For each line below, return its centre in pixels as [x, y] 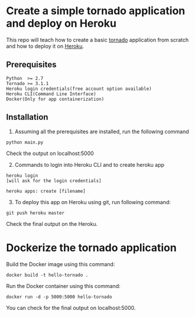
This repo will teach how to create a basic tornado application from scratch [97, 40]
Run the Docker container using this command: [63, 286]
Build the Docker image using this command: [61, 264]
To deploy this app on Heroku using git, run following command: [93, 202]
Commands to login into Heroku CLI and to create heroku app [89, 164]
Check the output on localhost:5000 [50, 153]
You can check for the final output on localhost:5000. [71, 308]
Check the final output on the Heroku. [52, 224]
